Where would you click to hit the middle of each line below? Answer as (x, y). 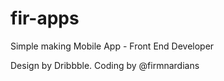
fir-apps (45, 18)
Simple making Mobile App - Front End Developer (112, 46)
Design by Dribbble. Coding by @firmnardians (105, 65)
